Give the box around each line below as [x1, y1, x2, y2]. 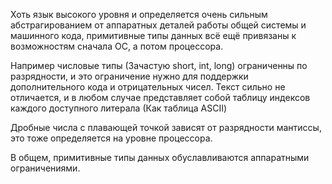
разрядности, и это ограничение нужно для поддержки [10, 70, 249, 82]
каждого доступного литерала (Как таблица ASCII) [10, 102, 228, 114]
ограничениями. [10, 162, 81, 174]
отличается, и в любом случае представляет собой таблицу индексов [10, 92, 311, 103]
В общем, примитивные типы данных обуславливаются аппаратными [10, 152, 310, 163]
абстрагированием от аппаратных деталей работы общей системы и [10, 19, 307, 31]
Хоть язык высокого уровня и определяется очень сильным [10, 9, 268, 20]
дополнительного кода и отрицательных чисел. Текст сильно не [10, 81, 286, 93]
